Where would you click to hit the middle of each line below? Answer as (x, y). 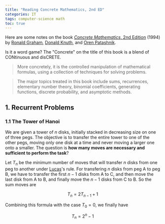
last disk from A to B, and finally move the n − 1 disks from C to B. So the (78, 179)
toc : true (15, 23)
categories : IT (21, 14)
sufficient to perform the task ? (37, 153)
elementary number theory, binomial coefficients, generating (79, 87)
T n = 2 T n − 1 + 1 (83, 195)
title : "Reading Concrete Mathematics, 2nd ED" (55, 10)
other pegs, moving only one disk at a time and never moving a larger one (80, 142)
